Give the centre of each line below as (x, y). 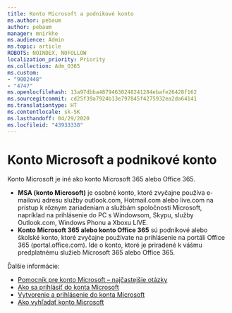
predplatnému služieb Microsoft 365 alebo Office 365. (96, 253)
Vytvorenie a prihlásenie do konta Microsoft (81, 295)
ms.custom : (23, 72)
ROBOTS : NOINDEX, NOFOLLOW (47, 53)
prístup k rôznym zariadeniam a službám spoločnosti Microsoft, (110, 207)
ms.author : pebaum (34, 20)
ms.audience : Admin (36, 40)
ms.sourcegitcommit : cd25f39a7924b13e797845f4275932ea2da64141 (102, 99)
